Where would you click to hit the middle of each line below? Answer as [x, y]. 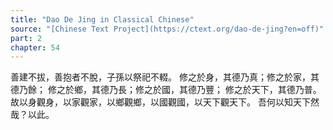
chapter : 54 [35, 47]
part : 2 [26, 38]
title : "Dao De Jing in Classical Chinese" [102, 19]
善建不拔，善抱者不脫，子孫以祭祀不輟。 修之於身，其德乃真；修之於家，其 [165, 77]
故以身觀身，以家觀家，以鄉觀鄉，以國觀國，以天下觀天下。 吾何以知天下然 [165, 102]
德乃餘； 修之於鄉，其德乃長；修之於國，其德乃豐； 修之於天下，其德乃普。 [166, 90]
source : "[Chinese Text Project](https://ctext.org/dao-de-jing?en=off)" [167, 29]
